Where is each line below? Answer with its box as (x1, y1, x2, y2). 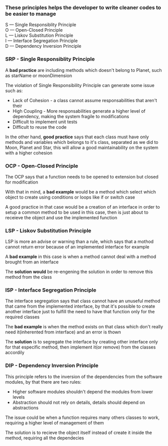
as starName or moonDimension (5, 72, 72, 78)
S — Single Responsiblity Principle (5, 22, 76, 28)
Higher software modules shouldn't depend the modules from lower (12, 389, 153, 395)
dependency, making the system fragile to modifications (12, 113, 129, 119)
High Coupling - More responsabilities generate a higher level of (12, 108, 146, 114)
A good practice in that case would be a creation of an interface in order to (5, 204, 160, 210)
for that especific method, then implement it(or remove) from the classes (5, 344, 156, 350)
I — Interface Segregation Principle (5, 38, 78, 44)
